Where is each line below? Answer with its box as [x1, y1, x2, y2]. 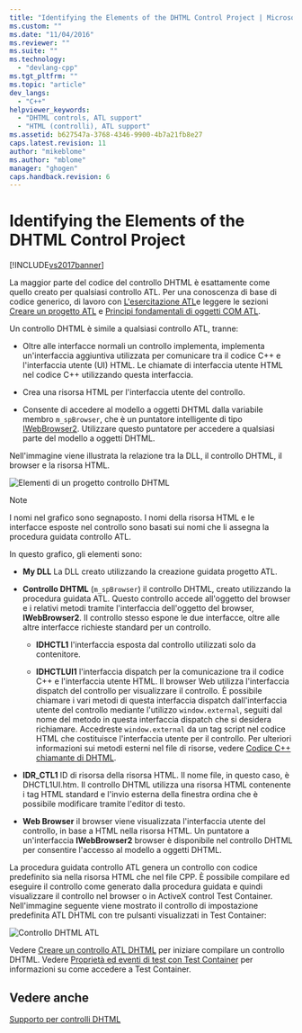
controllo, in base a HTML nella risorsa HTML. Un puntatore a [22, 825, 250, 837]
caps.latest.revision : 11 [9, 139, 106, 148]
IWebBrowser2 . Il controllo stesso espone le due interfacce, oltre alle [22, 613, 280, 624]
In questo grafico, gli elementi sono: [9, 549, 142, 560]
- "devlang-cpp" [17, 64, 78, 73]
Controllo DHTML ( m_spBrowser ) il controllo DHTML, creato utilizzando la [22, 584, 292, 595]
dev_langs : [9, 88, 50, 97]
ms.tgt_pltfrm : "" [9, 72, 78, 81]
